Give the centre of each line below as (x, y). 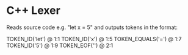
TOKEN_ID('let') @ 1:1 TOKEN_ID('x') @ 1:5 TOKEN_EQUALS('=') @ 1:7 (94, 39)
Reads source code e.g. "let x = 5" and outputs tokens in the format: (92, 27)
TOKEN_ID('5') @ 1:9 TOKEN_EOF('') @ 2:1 (60, 45)
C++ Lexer (34, 11)
